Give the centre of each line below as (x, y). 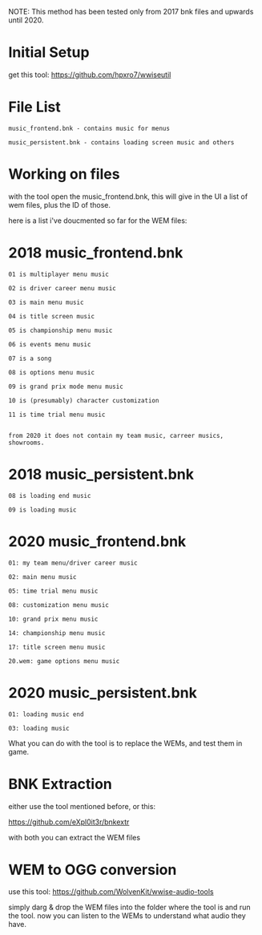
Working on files (64, 174)
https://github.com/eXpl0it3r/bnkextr (69, 822)
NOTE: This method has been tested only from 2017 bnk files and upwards (131, 12)
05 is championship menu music (60, 330)
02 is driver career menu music (62, 288)
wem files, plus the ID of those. (59, 204)
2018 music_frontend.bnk (96, 253)
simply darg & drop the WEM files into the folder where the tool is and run (129, 907)
